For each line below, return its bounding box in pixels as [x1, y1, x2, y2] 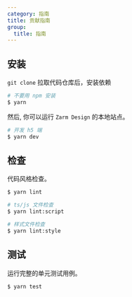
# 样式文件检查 [7, 221, 46, 228]
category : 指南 [7, 10, 50, 18]
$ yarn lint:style [7, 227, 61, 234]
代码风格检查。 [7, 175, 51, 183]
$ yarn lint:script [7, 208, 65, 216]
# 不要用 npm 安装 [7, 93, 56, 100]
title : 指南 [13, 30, 47, 37]
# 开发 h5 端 [7, 127, 42, 134]
